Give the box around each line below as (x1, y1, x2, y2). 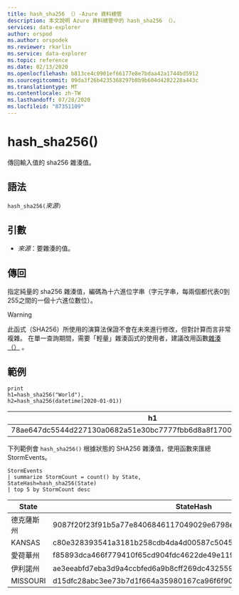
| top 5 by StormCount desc (7, 486, 91, 493)
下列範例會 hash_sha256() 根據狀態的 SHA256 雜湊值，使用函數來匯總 (7, 444, 211, 453)
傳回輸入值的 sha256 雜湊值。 (7, 158, 95, 167)
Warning (7, 310, 32, 319)
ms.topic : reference (7, 57, 69, 64)
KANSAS (11, 538, 41, 548)
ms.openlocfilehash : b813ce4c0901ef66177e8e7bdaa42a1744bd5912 (7, 70, 199, 77)
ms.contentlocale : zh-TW (7, 90, 81, 97)
